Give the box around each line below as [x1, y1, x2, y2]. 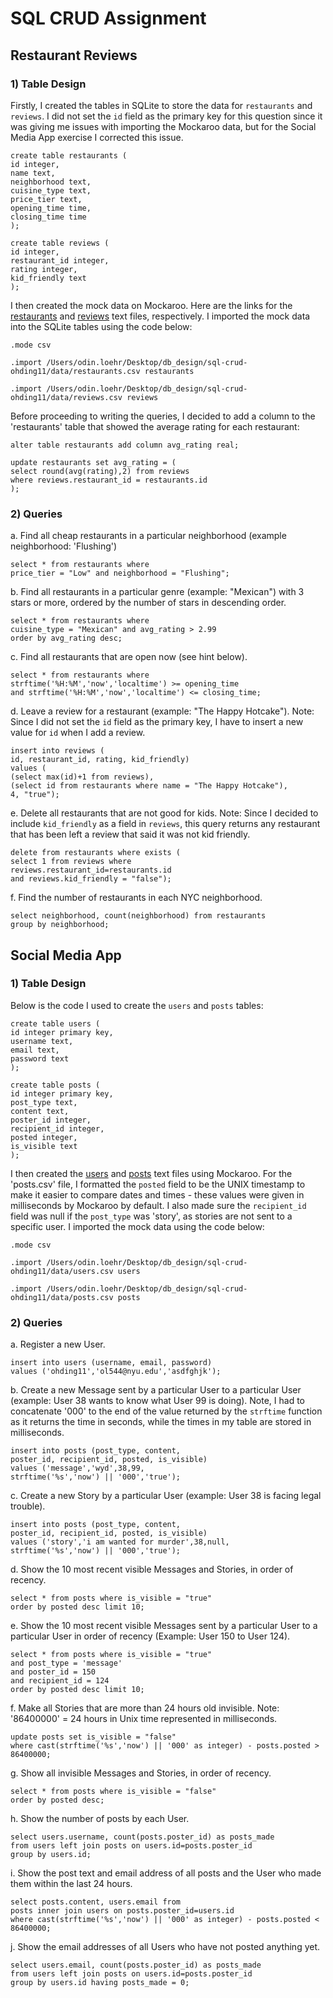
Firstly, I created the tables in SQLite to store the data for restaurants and [10, 99, 313, 111]
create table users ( [10, 1018, 101, 1029]
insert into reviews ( [10, 746, 105, 756]
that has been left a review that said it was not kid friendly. [10, 828, 251, 841]
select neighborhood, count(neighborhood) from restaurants [10, 911, 267, 921]
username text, [10, 1036, 74, 1046]
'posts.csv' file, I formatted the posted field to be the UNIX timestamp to [10, 1178, 306, 1190]
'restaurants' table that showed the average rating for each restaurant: [10, 420, 300, 432]
